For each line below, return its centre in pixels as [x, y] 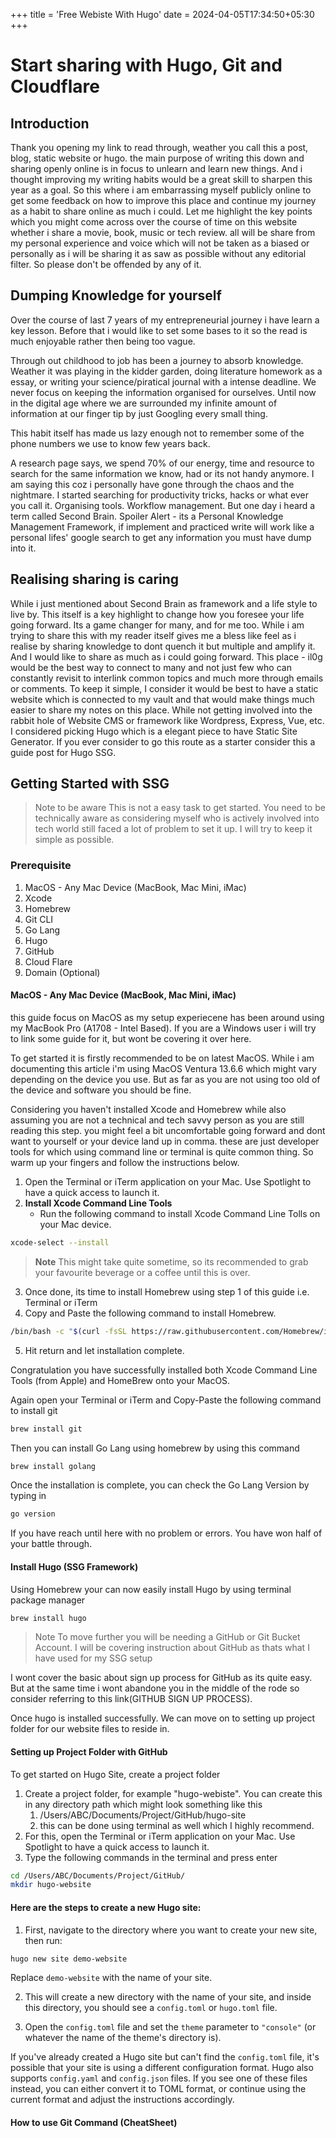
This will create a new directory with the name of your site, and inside [168, 1997]
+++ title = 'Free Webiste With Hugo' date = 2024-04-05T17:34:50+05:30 [162, 14]
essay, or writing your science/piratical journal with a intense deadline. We [163, 381]
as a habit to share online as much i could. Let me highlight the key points [161, 211]
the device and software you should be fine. [101, 1090]
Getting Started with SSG [90, 784]
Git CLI [39, 919]
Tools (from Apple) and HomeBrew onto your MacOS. [120, 1380]
